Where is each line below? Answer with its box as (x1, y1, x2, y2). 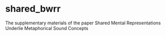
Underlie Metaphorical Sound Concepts (5, 25, 89, 31)
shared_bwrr (5, 3, 61, 15)
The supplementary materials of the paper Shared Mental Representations (5, 20, 161, 26)
